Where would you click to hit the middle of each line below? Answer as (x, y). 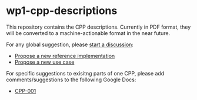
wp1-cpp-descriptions (62, 11)
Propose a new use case (44, 62)
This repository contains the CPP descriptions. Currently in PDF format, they (98, 27)
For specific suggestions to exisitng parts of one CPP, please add (85, 73)
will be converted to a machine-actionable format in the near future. (88, 33)
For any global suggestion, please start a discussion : (70, 44)
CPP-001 (25, 91)
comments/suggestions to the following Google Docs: (71, 80)
